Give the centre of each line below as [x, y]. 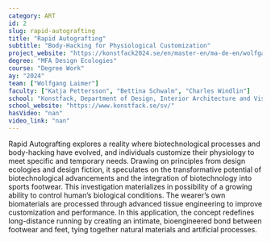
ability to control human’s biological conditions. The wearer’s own [117, 195]
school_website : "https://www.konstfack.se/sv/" [92, 106]
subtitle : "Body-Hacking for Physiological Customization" [110, 46]
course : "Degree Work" [46, 69]
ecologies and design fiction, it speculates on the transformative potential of [135, 169]
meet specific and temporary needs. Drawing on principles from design [127, 161]
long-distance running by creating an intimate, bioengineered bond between [135, 221]
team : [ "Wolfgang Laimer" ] [54, 83]
